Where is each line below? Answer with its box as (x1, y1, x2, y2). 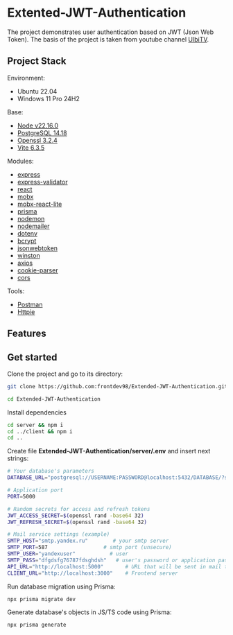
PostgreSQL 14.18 (17, 128, 67, 137)
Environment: (7, 73, 45, 82)
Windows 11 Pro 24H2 (17, 94, 80, 103)
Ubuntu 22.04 (17, 87, 58, 95)
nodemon (17, 214, 45, 223)
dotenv (17, 229, 38, 237)
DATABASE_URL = (7, 474, 49, 481)
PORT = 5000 (7, 493, 36, 500)
